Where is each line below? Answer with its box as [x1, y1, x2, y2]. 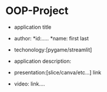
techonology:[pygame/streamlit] [14, 46, 92, 53]
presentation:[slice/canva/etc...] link [14, 69, 102, 76]
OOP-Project [5, 4, 69, 18]
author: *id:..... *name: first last [14, 35, 89, 42]
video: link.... [14, 80, 45, 87]
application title [14, 23, 52, 30]
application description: [14, 57, 72, 64]
